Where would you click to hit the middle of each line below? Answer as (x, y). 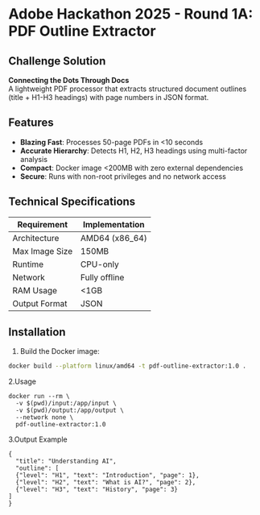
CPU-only (99, 264)
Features (31, 123)
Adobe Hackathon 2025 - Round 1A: (131, 14)
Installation (37, 332)
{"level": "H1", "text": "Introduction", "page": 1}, (107, 476)
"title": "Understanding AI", (66, 461)
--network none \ (45, 417)
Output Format (40, 303)
